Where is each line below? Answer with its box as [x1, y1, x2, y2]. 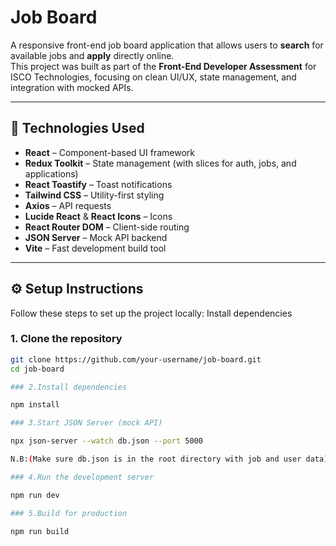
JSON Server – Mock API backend [24, 231, 168, 243]
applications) [24, 167, 79, 180]
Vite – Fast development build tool [24, 242, 167, 254]
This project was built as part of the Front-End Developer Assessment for [10, 60, 317, 72]
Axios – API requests [24, 199, 112, 211]
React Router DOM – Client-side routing [24, 221, 190, 233]
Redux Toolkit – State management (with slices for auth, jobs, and [24, 157, 297, 169]
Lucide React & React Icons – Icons [24, 210, 173, 222]
